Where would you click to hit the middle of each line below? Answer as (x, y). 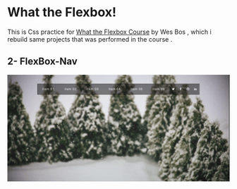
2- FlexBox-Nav (42, 62)
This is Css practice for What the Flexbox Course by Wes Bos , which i (109, 32)
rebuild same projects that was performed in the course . (90, 39)
